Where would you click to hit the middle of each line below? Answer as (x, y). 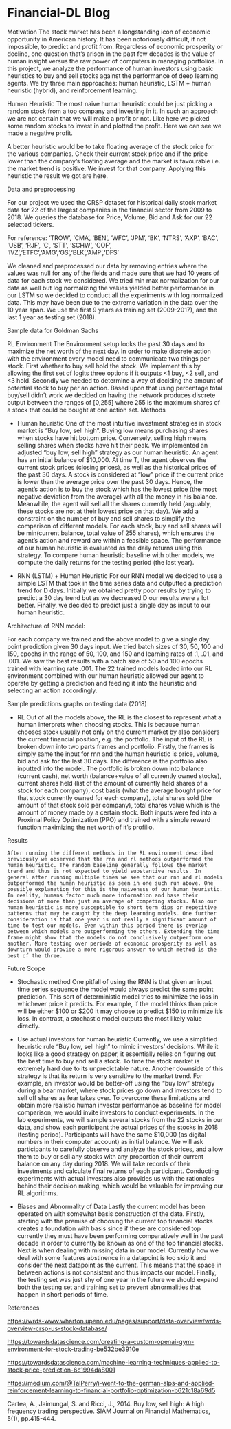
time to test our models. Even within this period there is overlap (107, 926)
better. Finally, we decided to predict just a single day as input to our (114, 605)
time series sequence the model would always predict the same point (115, 989)
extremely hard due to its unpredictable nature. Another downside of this (120, 1068)
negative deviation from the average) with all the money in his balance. (117, 496)
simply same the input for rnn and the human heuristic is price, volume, (118, 754)
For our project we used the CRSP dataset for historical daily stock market (112, 202)
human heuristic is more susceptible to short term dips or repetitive (112, 907)
